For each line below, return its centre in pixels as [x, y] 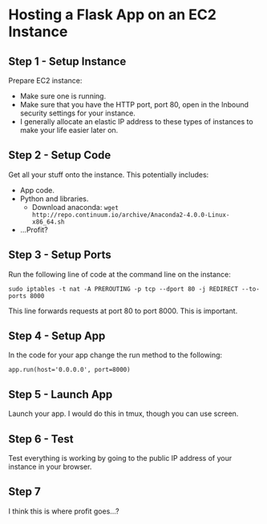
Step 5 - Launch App [61, 394]
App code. [37, 190]
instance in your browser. [50, 467]
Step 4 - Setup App [57, 336]
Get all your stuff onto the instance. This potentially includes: [109, 175]
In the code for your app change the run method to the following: [115, 355]
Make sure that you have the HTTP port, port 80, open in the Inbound [134, 105]
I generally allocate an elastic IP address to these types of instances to [137, 121]
